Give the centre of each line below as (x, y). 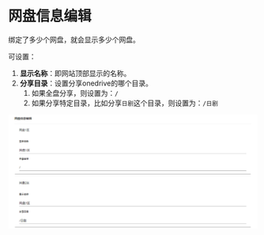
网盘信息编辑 (50, 16)
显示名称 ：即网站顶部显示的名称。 (75, 73)
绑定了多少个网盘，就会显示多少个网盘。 (74, 40)
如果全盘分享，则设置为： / (75, 93)
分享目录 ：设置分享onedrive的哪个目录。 (86, 83)
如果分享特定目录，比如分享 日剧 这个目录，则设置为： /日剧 (125, 103)
